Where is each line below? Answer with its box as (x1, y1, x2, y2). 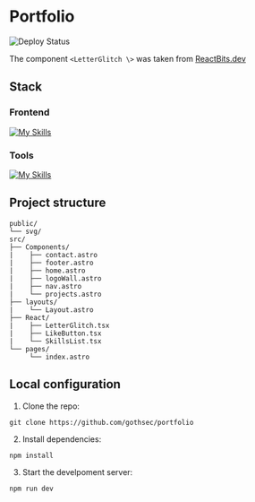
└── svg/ (9, 227, 42, 236)
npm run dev (9, 484, 54, 493)
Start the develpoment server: (21, 466, 133, 477)
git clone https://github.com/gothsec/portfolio (9, 418, 194, 427)
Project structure (9, 195, 106, 211)
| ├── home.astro (9, 266, 87, 275)
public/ (9, 219, 38, 228)
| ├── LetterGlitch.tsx (9, 321, 110, 330)
